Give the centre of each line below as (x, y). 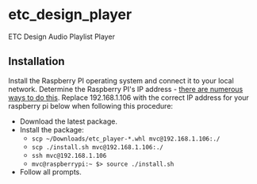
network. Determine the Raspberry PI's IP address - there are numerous (126, 89)
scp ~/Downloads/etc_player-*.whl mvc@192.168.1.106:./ (126, 139)
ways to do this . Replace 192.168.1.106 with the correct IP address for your (129, 98)
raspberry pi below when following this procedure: (90, 105)
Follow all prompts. (50, 171)
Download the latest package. (68, 121)
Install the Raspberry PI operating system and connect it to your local (121, 80)
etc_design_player (70, 15)
